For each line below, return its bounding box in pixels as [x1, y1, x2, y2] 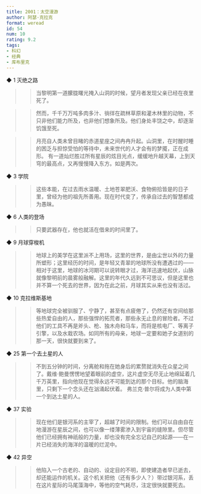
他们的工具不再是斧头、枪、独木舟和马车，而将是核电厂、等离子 [35, 322, 194, 329]
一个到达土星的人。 [35, 392, 84, 400]
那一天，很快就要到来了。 [35, 337, 100, 344]
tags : [6, 43, 20, 49]
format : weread [6, 20, 44, 26]
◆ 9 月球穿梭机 [6, 239, 45, 246]
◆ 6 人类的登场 [6, 213, 45, 220]
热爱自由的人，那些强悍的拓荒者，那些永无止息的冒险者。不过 [41, 314, 194, 322]
